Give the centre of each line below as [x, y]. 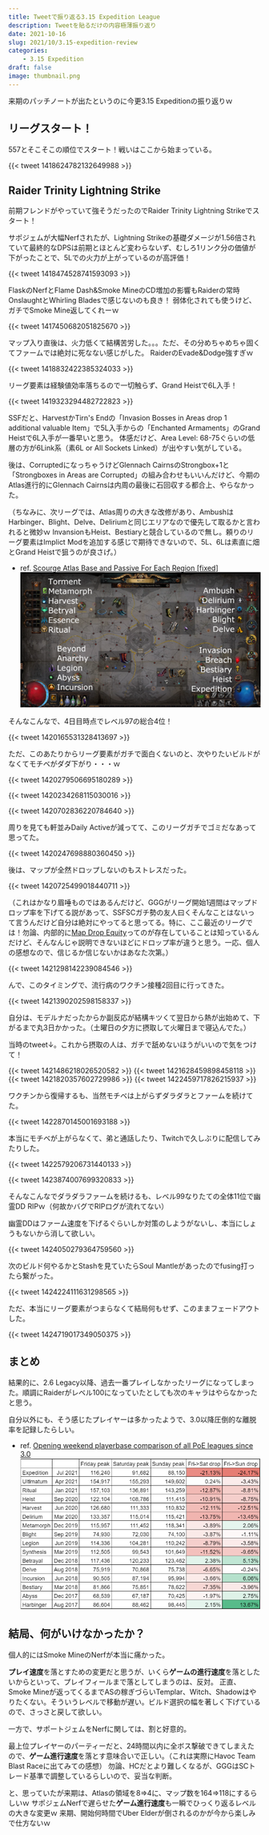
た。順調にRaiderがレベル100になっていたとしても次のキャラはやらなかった [133, 1392]
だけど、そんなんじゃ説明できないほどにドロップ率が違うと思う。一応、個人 [134, 943]
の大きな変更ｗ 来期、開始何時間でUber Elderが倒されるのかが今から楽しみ [132, 1813]
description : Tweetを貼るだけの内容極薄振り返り [82, 25]
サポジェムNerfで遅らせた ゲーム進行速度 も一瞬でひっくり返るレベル [143, 1803]
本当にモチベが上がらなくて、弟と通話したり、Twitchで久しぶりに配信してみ [134, 1138]
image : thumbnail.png [44, 76]
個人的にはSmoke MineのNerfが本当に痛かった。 [89, 1655]
